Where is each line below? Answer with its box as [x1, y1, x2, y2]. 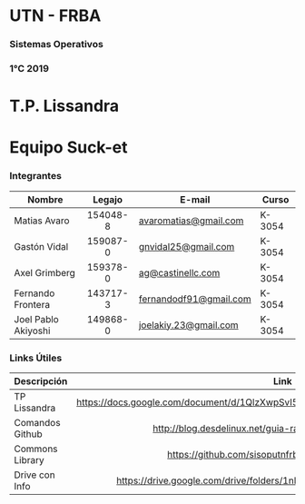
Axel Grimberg [14, 266, 75, 279]
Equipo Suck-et [9, 137, 129, 158]
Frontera [14, 298, 51, 311]
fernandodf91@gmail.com [138, 292, 251, 305]
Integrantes [9, 170, 62, 183]
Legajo [92, 193, 123, 205]
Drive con [14, 469, 56, 481]
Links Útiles [9, 351, 63, 364]
